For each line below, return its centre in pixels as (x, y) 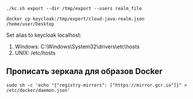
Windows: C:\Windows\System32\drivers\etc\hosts (77, 47)
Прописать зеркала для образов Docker (84, 71)
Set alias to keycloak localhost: (44, 35)
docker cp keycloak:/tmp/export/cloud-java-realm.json (75, 19)
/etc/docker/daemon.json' (38, 90)
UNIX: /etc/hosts (35, 53)
